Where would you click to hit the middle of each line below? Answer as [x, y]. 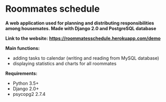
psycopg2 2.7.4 [29, 94]
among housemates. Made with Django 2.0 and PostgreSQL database [81, 28]
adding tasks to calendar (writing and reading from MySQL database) [86, 58]
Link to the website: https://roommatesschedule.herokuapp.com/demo [83, 38]
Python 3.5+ [26, 83]
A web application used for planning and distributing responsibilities [80, 23]
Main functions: [23, 48]
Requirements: [21, 73]
